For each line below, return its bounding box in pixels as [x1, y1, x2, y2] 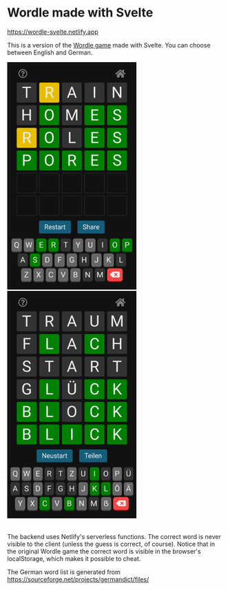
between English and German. [7, 48, 93, 57]
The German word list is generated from [7, 567, 121, 576]
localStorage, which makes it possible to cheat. [7, 554, 141, 562]
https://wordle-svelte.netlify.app [7, 28, 99, 36]
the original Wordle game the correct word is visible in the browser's [7, 547, 201, 556]
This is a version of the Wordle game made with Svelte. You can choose [7, 41, 211, 49]
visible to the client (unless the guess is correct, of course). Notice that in [7, 540, 216, 548]
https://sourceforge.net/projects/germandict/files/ [7, 575, 149, 583]
